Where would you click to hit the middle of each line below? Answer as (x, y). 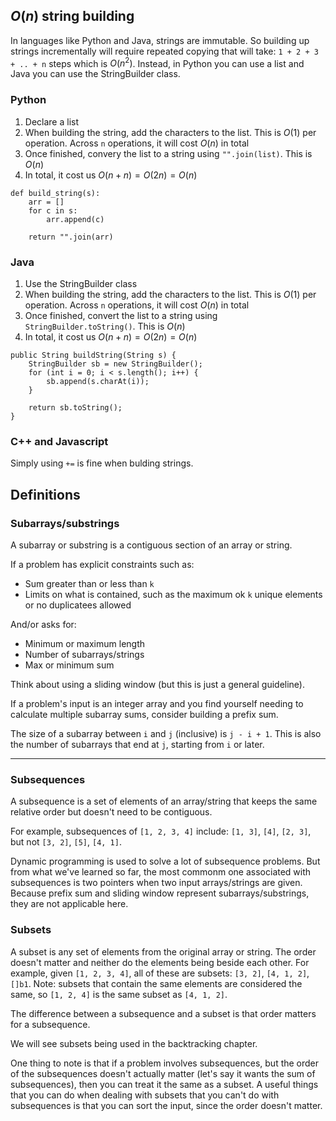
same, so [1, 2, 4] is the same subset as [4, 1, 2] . (119, 994)
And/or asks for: (43, 625)
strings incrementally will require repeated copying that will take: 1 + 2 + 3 (164, 51)
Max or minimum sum (69, 665)
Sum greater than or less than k (89, 584)
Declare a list (51, 121)
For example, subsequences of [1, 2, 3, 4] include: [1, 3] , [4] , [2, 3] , (161, 831)
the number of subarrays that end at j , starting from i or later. (137, 745)
